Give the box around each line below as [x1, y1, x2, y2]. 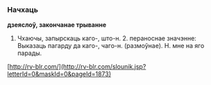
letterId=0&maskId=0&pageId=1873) [7, 70, 112, 78]
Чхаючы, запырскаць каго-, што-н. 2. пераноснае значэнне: [17, 34, 196, 42]
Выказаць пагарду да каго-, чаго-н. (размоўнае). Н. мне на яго [17, 42, 205, 50]
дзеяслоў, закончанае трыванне [7, 21, 106, 29]
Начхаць [7, 5, 38, 15]
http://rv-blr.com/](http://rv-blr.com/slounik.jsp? [9, 63, 146, 71]
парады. [17, 49, 42, 57]
